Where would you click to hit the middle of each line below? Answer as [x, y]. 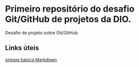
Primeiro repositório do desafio [70, 9]
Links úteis [22, 48]
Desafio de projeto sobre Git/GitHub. [42, 33]
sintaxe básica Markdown [31, 60]
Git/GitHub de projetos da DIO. [68, 19]
